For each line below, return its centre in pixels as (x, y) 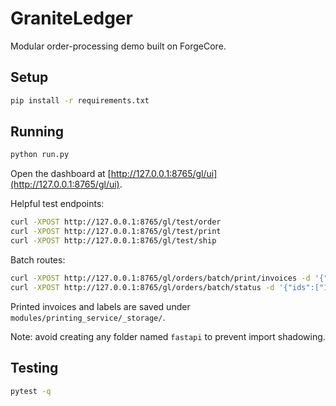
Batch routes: (38, 259)
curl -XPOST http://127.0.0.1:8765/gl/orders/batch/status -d (142, 287)
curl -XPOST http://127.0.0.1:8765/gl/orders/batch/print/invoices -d (160, 278)
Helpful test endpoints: (57, 204)
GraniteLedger (71, 18)
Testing (34, 368)
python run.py (40, 155)
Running (37, 132)
